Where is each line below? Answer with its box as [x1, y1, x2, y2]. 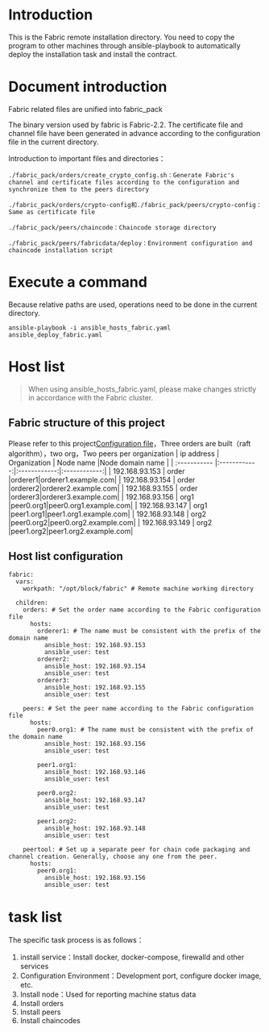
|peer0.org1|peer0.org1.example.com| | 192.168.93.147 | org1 [8, 500, 208, 510]
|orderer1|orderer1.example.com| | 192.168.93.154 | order [8, 475, 196, 484]
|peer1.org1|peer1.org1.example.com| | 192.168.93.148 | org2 [8, 509, 207, 519]
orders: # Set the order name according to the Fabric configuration [23, 606, 262, 614]
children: [15, 599, 48, 607]
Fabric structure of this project [8, 417, 165, 430]
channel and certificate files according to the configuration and [8, 178, 240, 186]
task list [8, 908, 63, 926]
